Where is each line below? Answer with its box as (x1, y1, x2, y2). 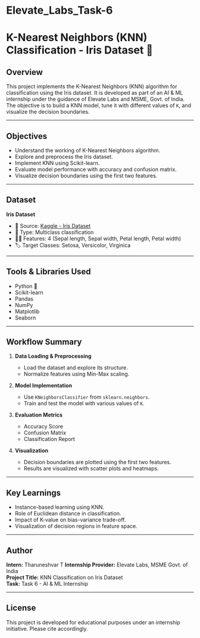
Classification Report (23, 436, 76, 443)
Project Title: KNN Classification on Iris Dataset (6, 574, 123, 581)
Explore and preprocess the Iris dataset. (14, 153, 113, 160)
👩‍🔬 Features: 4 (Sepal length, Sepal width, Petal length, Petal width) (14, 234, 182, 242)
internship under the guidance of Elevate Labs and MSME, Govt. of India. (6, 96, 185, 103)
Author (6, 545, 33, 555)
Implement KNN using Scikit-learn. (14, 159, 100, 167)
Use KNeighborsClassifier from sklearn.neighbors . (23, 393, 150, 401)
